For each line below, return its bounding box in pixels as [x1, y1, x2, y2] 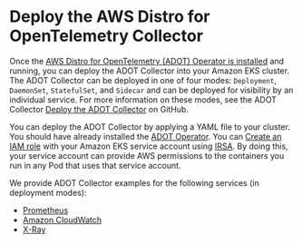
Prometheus [22, 204, 69, 215]
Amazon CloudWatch [22, 214, 102, 225]
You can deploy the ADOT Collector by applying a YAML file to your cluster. [9, 121, 290, 132]
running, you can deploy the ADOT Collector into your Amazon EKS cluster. [9, 65, 290, 76]
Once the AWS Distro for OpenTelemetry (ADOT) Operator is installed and [9, 55, 284, 66]
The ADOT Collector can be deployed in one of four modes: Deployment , [9, 74, 277, 85]
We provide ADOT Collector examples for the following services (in [9, 177, 260, 188]
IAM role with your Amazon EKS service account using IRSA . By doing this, [9, 141, 288, 151]
